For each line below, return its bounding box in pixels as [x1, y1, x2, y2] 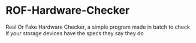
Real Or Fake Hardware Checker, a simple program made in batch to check [5, 23, 190, 30]
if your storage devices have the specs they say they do [5, 29, 144, 36]
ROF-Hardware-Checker [5, 4, 130, 17]
